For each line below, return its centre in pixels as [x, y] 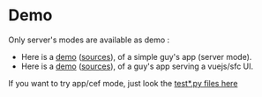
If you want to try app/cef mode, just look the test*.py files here [123, 83]
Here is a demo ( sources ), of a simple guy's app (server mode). [136, 56]
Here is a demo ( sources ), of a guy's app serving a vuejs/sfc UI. [137, 66]
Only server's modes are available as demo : [89, 40]
